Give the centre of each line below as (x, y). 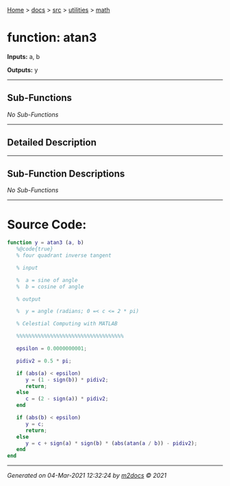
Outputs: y (23, 70)
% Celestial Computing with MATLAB (67, 324)
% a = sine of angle (47, 280)
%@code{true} (35, 249)
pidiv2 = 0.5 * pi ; (44, 361)
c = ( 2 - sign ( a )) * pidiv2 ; (67, 399)
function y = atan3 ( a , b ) (46, 243)
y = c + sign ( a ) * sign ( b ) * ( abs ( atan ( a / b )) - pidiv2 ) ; (111, 443)
